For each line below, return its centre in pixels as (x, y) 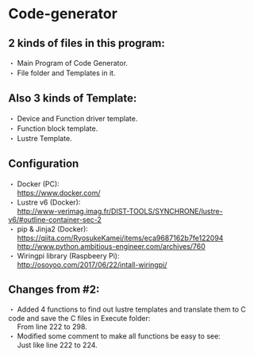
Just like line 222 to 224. (57, 345)
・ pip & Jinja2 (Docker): (48, 229)
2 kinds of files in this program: (87, 43)
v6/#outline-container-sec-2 (55, 220)
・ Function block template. (53, 128)
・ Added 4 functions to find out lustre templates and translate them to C (127, 309)
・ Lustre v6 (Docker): (44, 202)
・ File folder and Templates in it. (62, 73)
